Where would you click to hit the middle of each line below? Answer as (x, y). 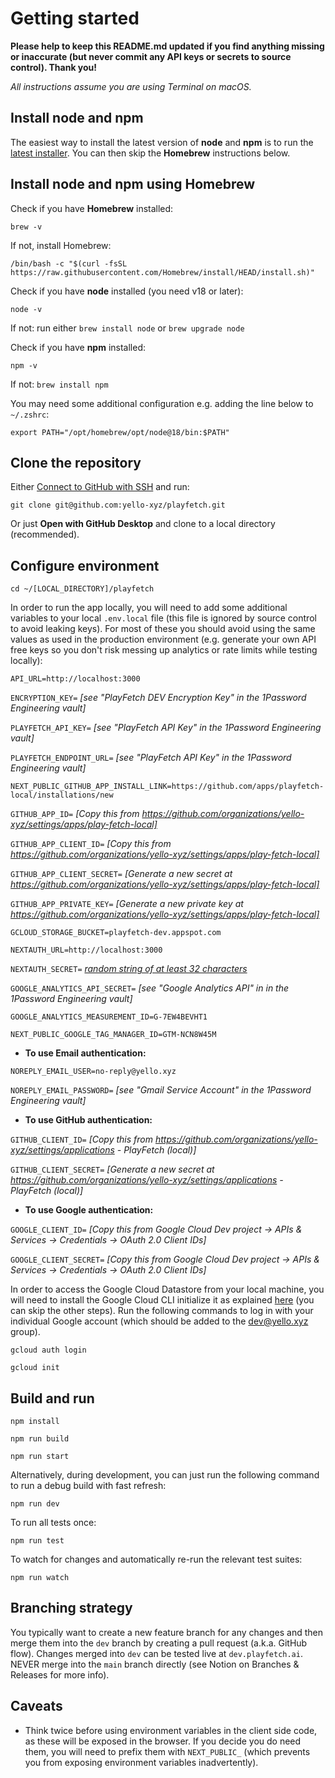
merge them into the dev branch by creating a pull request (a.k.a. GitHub (159, 1643)
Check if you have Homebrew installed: (92, 208)
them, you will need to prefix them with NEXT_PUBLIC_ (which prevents (167, 1751)
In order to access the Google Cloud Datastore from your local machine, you (167, 1289)
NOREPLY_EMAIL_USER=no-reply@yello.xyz (93, 1072)
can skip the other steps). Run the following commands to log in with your (162, 1311)
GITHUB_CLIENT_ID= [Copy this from (82, 1139)
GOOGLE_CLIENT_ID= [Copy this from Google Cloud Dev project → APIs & (156, 1229)
